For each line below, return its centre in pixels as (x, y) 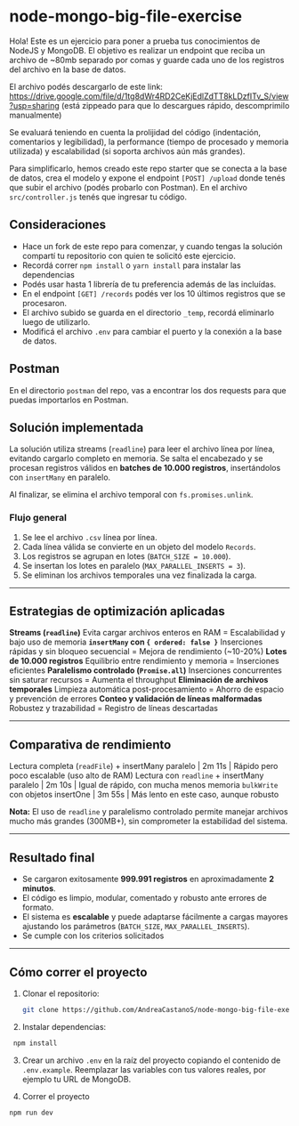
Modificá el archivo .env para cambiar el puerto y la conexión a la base (152, 331)
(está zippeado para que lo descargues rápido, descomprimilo (175, 105)
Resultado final (52, 858)
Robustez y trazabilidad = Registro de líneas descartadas (113, 709)
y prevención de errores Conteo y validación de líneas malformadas (136, 699)
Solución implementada (77, 428)
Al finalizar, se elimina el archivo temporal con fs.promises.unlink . (131, 495)
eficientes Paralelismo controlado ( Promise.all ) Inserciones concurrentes (145, 670)
